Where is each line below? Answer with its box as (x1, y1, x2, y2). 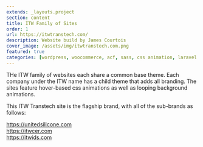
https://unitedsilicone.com (6, 120, 72, 128)
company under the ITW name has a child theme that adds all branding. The (6, 77, 197, 85)
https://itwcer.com (6, 127, 53, 134)
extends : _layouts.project (6, 9, 75, 15)
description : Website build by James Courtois (6, 37, 126, 43)
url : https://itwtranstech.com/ (6, 32, 88, 38)
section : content (6, 15, 50, 21)
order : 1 (6, 26, 29, 32)
